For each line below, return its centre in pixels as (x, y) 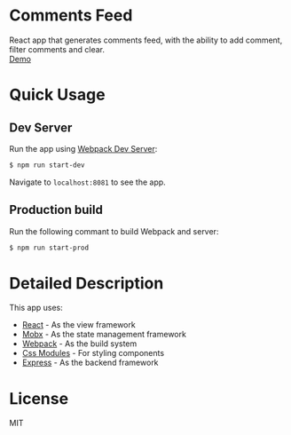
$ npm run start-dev (47, 165)
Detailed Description (87, 283)
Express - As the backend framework (90, 363)
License (39, 398)
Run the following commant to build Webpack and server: (114, 231)
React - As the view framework (79, 325)
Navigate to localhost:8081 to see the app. (87, 182)
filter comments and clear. (57, 49)
